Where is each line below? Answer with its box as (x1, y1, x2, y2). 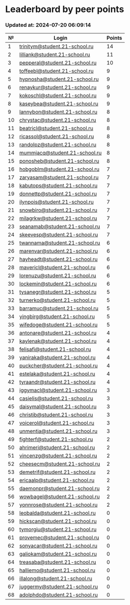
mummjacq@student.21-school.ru (19, 150, 102, 157)
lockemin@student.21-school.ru (19, 281, 97, 288)
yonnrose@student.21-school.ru (19, 501, 98, 508)
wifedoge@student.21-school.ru (19, 321, 98, 328)
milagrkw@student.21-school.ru (19, 215, 97, 222)
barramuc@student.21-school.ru (19, 305, 99, 312)
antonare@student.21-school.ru (19, 329, 97, 337)
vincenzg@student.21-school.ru (19, 452, 97, 459)
